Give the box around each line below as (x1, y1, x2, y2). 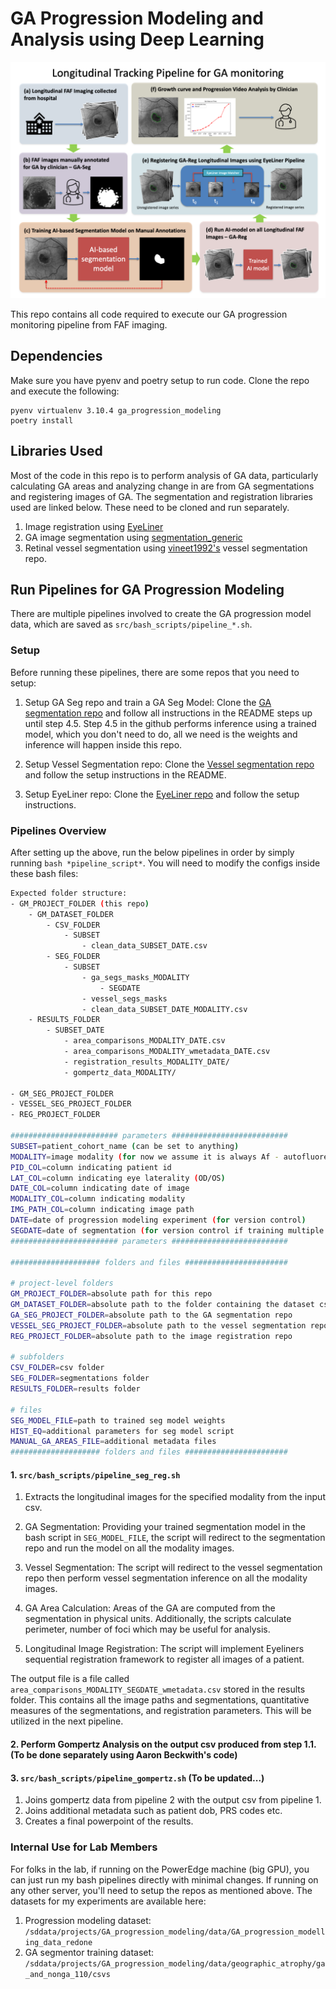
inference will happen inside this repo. (24, 738, 183, 751)
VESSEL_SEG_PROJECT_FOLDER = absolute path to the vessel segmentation (10, 1320, 307, 1331)
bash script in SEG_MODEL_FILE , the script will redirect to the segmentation (24, 1532, 326, 1544)
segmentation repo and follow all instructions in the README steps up (24, 707, 313, 719)
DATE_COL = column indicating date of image (10, 1183, 190, 1194)
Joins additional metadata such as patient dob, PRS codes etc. (24, 1805, 283, 1817)
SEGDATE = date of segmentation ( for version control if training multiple (10, 1225, 325, 1236)
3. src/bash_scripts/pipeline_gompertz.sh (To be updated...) (10, 1772, 265, 1784)
